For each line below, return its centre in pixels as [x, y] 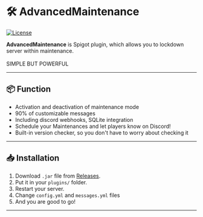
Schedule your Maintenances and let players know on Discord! [93, 126]
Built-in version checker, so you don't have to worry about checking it [101, 132]
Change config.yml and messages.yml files [67, 195]
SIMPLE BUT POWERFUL [37, 64]
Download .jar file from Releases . [58, 176]
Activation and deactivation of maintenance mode [77, 107]
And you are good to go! [45, 201]
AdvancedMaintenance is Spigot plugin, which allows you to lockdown [95, 44]
